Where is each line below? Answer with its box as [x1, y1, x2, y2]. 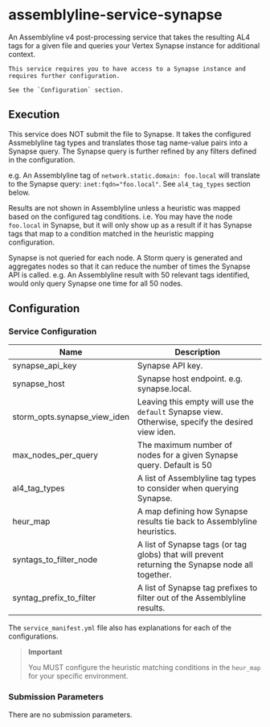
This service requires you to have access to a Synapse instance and [8, 64, 247, 73]
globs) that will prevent [137, 549, 224, 561]
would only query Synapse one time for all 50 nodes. [8, 278, 183, 288]
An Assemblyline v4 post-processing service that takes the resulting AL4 [8, 32, 251, 42]
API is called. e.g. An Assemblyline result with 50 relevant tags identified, [8, 269, 250, 279]
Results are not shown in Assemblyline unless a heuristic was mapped [8, 203, 241, 212]
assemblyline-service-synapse [8, 6, 223, 24]
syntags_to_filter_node [12, 554, 98, 565]
